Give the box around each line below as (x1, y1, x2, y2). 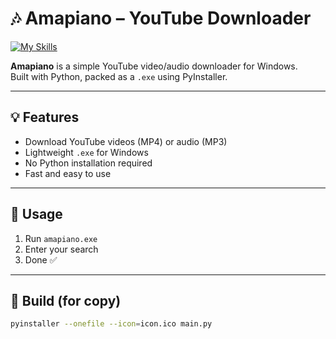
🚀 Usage (10, 206, 63, 223)
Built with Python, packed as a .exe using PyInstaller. (10, 70, 228, 82)
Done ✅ (24, 253, 58, 266)
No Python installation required (24, 157, 153, 169)
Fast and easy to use (24, 167, 112, 179)
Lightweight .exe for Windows (24, 146, 149, 158)
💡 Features (10, 109, 80, 126)
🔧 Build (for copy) (10, 292, 122, 309)
